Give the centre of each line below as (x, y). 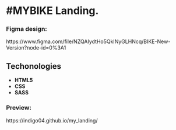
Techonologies (34, 66)
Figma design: (27, 29)
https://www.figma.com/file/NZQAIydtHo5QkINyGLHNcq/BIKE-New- (88, 41)
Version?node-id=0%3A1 (36, 48)
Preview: (19, 108)
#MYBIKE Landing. (52, 11)
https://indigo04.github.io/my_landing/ (52, 120)
